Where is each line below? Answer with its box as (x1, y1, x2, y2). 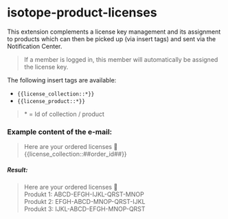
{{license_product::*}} (16, 97, 86, 104)
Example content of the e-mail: (7, 127, 113, 137)
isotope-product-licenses (7, 5, 157, 21)
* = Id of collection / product (23, 110, 105, 118)
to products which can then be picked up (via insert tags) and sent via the (7, 34, 216, 43)
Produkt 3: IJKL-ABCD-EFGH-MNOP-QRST (23, 205, 146, 214)
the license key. (23, 62, 69, 71)
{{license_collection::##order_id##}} (23, 150, 127, 159)
